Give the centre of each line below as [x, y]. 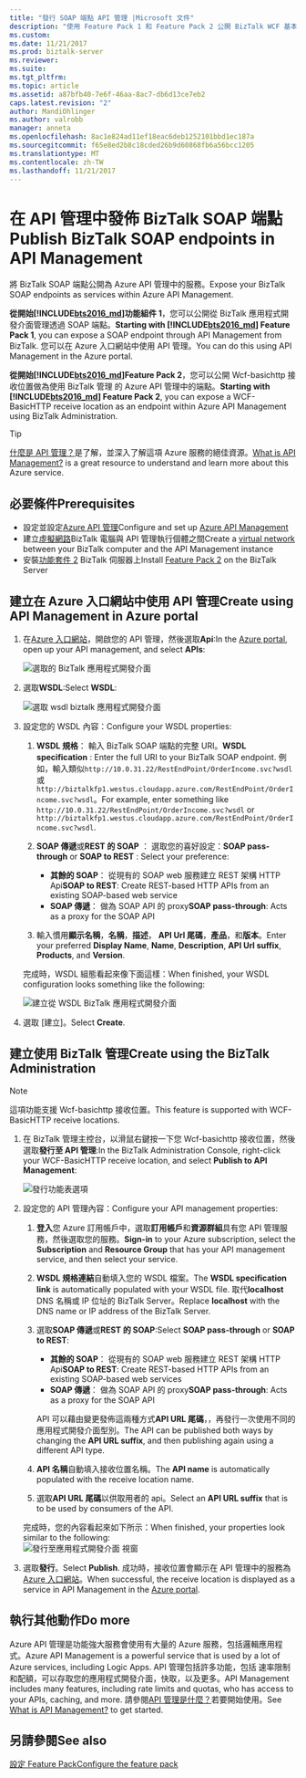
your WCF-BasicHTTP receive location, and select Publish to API [145, 1160]
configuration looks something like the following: [114, 984]
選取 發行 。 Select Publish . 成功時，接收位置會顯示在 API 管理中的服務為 [157, 1567]
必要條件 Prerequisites [72, 503]
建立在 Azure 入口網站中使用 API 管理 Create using [152, 601]
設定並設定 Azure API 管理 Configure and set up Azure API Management [155, 528]
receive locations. [87, 1120]
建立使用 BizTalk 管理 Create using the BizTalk [140, 1054]
